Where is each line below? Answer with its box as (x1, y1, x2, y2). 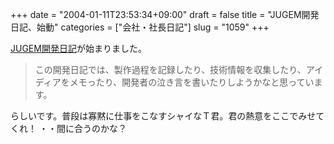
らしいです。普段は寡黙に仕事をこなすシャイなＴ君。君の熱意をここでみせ (10, 110, 317, 122)
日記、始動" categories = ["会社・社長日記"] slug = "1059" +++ (10, 21, 270, 33)
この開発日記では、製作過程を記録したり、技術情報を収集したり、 (34, 64, 307, 75)
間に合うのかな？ (56, 123, 127, 134)
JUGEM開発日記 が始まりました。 (10, 43, 147, 54)
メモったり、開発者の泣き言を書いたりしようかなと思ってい (69, 76, 315, 88)
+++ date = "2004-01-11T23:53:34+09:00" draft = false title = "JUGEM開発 (10, 9, 320, 20)
